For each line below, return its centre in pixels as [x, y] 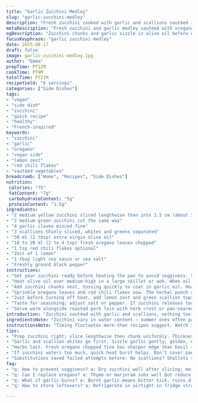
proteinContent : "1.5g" [38, 204]
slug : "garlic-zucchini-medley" [46, 17]
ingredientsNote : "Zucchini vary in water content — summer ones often [96, 320]
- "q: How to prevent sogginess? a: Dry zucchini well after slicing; [95, 369]
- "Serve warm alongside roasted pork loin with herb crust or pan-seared [100, 309]
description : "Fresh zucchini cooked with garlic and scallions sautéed [97, 22]
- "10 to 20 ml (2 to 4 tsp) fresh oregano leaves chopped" [82, 243]
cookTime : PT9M [25, 72]
